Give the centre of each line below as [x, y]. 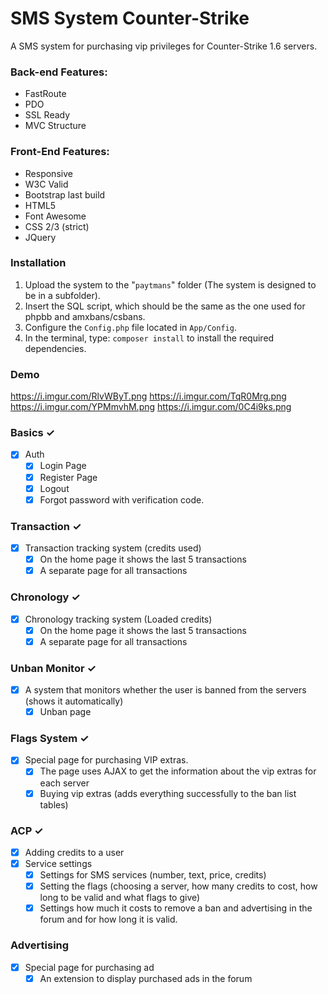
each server [64, 783]
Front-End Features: [60, 152]
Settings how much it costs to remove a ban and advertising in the [176, 908]
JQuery [40, 237]
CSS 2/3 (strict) [57, 226]
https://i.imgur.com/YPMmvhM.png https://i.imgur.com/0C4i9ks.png [151, 407]
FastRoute [45, 94]
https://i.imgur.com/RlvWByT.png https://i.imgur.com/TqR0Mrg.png [148, 396]
